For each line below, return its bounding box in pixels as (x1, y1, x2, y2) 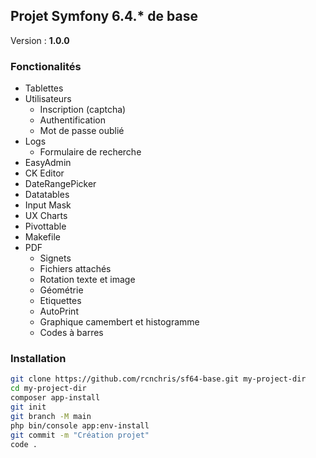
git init (10, 402, 47, 413)
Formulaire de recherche (39, 146, 142, 158)
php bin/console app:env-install (10, 420, 150, 431)
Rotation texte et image (39, 274, 136, 286)
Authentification (39, 114, 106, 126)
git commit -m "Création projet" (10, 430, 150, 440)
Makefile (24, 231, 61, 243)
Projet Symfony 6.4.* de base (10, 8, 198, 25)
